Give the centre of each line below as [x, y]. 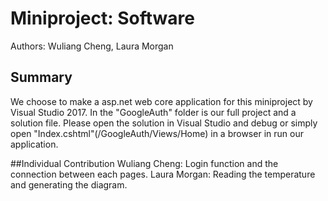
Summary [41, 77]
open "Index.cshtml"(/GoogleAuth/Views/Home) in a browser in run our [157, 133]
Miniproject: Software [102, 18]
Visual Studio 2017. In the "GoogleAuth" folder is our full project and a [153, 112]
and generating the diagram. [69, 184]
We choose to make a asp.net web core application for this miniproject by [161, 101]
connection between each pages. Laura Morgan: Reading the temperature [163, 174]
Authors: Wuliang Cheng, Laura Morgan [92, 46]
